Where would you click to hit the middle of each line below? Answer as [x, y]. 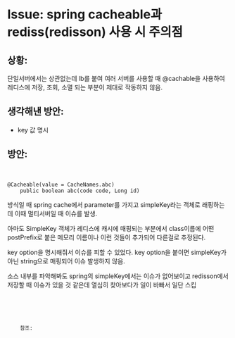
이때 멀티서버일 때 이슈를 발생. [56, 213]
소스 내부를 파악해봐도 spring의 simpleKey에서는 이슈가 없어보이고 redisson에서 [118, 276]
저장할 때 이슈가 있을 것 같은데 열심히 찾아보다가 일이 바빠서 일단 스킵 [102, 284]
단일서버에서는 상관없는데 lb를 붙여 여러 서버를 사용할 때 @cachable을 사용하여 [116, 79]
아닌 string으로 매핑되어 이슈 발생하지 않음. [66, 261]
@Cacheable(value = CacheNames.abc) [61, 184]
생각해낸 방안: [36, 112]
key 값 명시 [33, 130]
